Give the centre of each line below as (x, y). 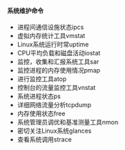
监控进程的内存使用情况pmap (59, 71)
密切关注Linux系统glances (54, 131)
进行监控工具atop (42, 79)
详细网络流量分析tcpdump (54, 105)
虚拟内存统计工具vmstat (51, 36)
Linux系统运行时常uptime (53, 44)
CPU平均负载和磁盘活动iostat (59, 53)
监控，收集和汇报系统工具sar (58, 62)
